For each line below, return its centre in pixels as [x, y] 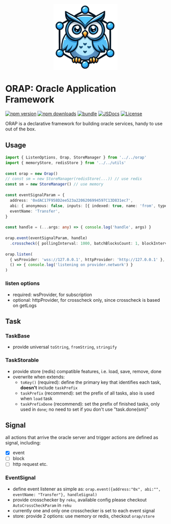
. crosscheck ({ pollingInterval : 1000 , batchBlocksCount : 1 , [75, 243]
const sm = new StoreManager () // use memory [54, 185]
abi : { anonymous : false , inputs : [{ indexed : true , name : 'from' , [83, 206]
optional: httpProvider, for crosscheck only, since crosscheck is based [86, 300]
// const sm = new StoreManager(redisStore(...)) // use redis [74, 179]
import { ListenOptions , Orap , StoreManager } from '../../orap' [76, 157]
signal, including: [23, 443]
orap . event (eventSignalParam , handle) [46, 238]
